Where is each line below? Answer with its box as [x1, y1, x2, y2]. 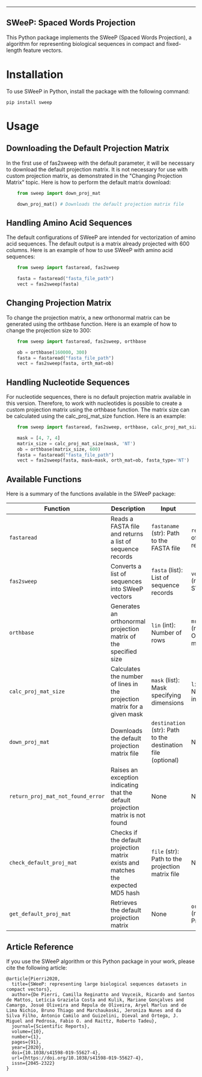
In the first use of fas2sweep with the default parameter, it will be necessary [6, 159, 195, 167]
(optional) [151, 756, 179, 764]
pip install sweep [6, 99, 52, 106]
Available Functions [6, 474, 82, 484]
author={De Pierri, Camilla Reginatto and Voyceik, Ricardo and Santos [11, 991, 195, 997]
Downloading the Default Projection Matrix [6, 143, 170, 154]
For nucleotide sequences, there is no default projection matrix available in [6, 393, 191, 401]
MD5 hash [110, 889, 140, 897]
